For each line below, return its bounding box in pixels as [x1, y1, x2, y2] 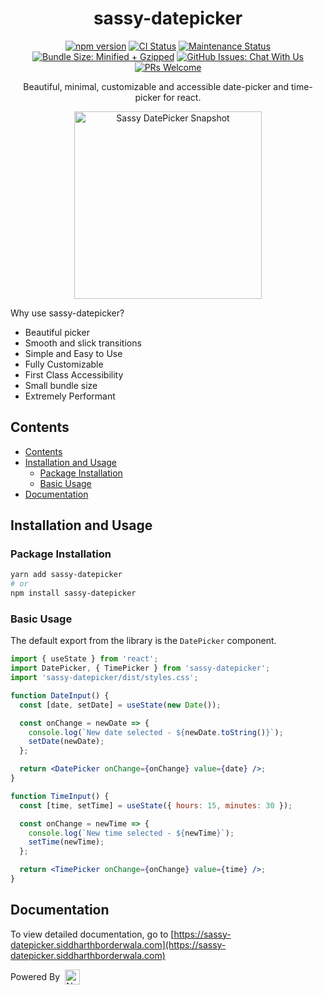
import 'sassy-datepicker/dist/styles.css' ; [10, 673, 199, 683]
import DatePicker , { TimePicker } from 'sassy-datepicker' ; [10, 663, 271, 674]
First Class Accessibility [24, 368, 124, 381]
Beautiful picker [24, 326, 90, 338]
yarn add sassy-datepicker [10, 570, 123, 580]
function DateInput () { [10, 690, 110, 701]
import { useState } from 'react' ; [10, 654, 159, 664]
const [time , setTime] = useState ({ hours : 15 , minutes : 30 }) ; [19, 800, 293, 811]
